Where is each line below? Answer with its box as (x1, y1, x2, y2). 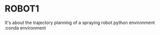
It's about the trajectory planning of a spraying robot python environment (4, 19, 155, 25)
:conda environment (4, 24, 46, 30)
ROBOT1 (4, 3, 39, 14)
